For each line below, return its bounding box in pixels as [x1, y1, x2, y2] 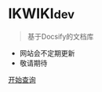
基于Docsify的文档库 [27, 31, 94, 41]
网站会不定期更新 [19, 48, 75, 57]
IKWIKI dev [8, 5, 75, 23]
